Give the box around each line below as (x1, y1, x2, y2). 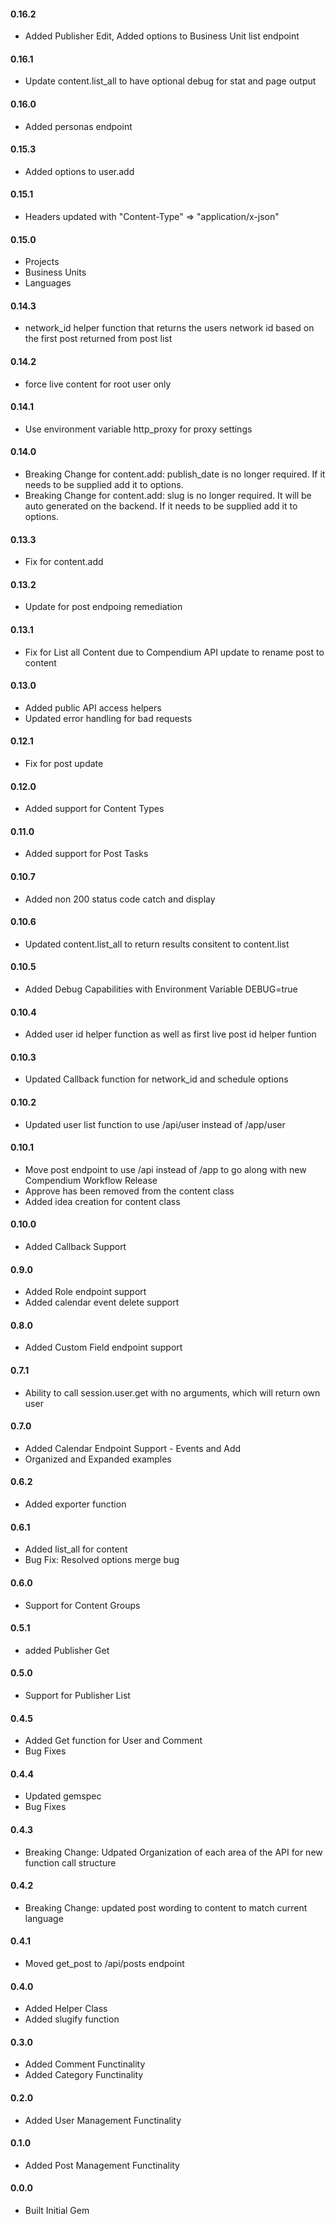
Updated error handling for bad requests (24, 712, 193, 724)
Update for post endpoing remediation (24, 601, 183, 613)
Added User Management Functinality (24, 2114, 182, 2126)
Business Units (24, 266, 87, 279)
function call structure (24, 1856, 117, 1869)
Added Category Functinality (24, 2069, 144, 2081)
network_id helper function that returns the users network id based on (24, 322, 315, 334)
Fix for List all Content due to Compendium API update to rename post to (24, 646, 325, 658)
